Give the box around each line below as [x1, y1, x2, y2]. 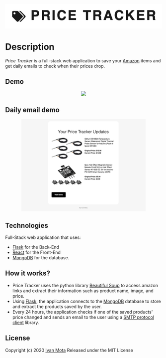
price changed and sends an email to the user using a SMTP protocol [12, 314, 154, 320]
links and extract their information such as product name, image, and [12, 288, 154, 294]
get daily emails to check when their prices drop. [5, 63, 105, 69]
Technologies [5, 221, 49, 230]
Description [5, 41, 55, 53]
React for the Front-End [12, 249, 61, 255]
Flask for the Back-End [12, 244, 60, 250]
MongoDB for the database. [12, 254, 70, 260]
